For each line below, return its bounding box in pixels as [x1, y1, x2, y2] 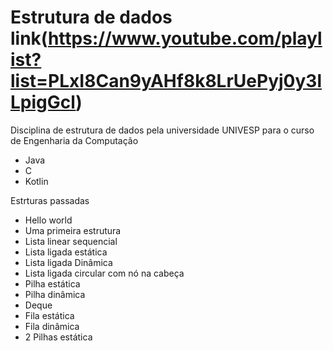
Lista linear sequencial [24, 235, 118, 247]
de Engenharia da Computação [10, 134, 139, 146]
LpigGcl [10, 91, 77, 114]
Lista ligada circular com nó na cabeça [24, 267, 185, 279]
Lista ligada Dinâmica [24, 256, 113, 268]
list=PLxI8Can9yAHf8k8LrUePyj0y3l [10, 70, 323, 93]
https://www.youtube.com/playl [47, 27, 323, 50]
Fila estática [24, 309, 75, 321]
